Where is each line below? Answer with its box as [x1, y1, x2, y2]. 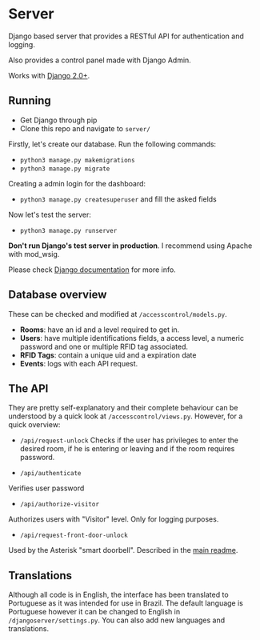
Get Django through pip [19, 115, 98, 125]
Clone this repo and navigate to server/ [19, 123, 150, 133]
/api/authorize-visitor [19, 501, 100, 509]
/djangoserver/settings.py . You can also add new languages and [8, 615, 226, 625]
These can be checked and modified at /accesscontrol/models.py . [8, 309, 228, 318]
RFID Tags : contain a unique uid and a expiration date [19, 350, 197, 360]
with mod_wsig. [8, 249, 60, 258]
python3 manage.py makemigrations [19, 156, 135, 164]
